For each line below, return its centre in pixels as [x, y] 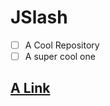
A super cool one [60, 56]
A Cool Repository [62, 45]
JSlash [39, 17]
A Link [30, 88]
